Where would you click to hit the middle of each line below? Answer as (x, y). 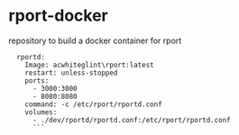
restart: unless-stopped (71, 73)
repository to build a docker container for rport (95, 40)
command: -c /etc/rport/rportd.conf (94, 104)
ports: (37, 81)
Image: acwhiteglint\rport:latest (89, 65)
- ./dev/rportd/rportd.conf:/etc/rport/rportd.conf (131, 120)
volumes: (41, 112)
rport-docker (59, 16)
